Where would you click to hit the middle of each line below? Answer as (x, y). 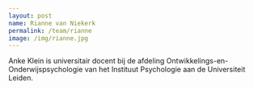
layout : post (30, 16)
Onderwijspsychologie (46, 70)
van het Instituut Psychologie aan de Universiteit (165, 70)
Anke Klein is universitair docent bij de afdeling (87, 61)
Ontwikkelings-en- (197, 61)
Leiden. (21, 78)
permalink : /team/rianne (50, 30)
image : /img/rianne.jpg (49, 38)
